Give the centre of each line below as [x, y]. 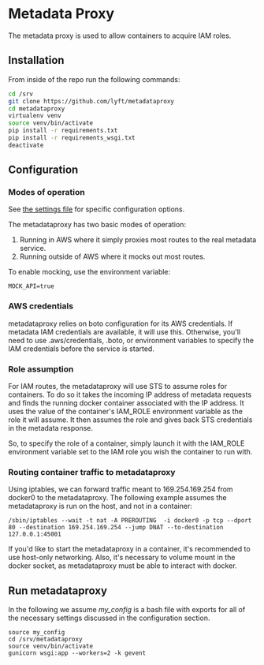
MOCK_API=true [32, 286]
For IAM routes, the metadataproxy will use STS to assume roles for [117, 387]
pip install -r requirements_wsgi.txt [72, 138]
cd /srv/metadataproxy [45, 640]
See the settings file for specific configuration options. [97, 209]
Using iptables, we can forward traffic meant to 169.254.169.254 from [121, 489]
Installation [36, 60]
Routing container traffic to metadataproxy [92, 472]
